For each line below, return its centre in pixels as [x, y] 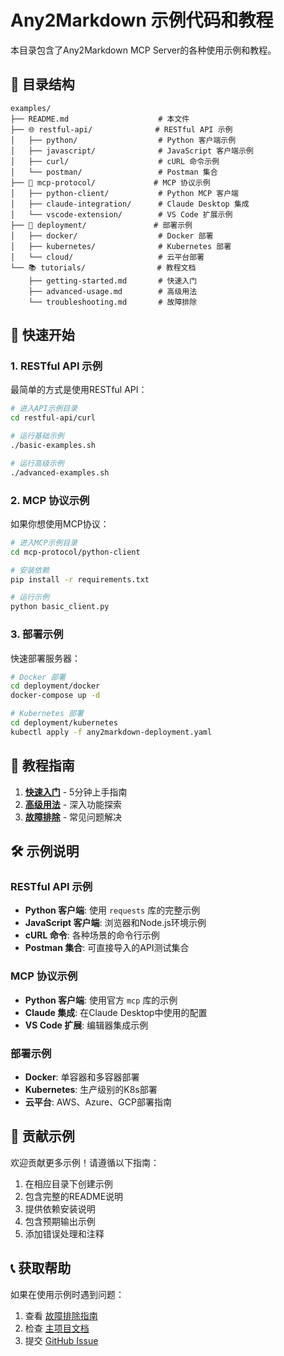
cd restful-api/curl [53, 418]
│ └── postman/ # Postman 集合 [114, 172]
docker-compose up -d [55, 696]
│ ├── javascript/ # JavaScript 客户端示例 [132, 151]
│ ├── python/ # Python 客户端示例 [123, 140]
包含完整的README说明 [74, 1196]
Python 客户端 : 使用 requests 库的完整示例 [112, 910]
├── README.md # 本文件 [100, 119]
